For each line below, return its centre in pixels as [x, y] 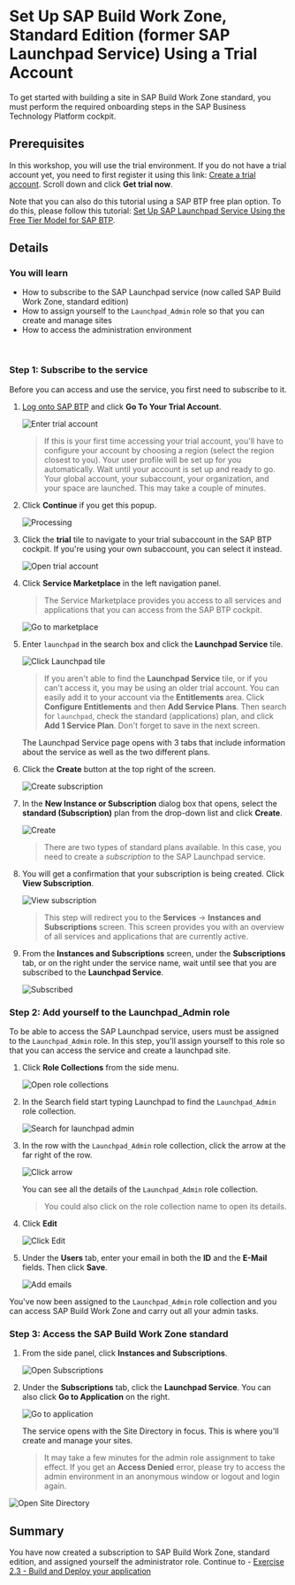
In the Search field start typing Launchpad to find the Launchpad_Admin [149, 1102]
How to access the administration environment [107, 330]
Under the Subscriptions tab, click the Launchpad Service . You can [147, 1388]
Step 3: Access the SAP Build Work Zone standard [119, 1334]
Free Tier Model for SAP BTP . [62, 220]
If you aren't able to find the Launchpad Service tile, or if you [155, 678]
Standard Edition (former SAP [120, 35]
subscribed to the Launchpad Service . [93, 972]
